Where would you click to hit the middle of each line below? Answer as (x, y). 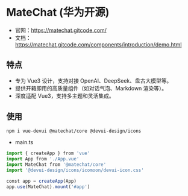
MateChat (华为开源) (58, 12)
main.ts (24, 142)
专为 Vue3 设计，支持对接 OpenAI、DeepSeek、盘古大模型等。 (93, 81)
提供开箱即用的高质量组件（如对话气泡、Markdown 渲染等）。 (91, 88)
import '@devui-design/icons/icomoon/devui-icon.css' (75, 170)
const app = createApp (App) (42, 181)
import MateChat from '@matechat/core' (56, 165)
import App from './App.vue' (43, 159)
